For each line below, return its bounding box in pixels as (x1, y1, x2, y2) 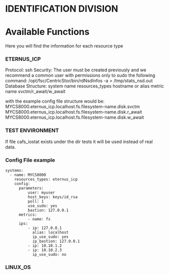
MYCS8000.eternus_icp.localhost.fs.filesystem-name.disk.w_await (5, 114, 144, 120)
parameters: (18, 186, 44, 191)
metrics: (18, 212, 37, 217)
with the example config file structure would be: (5, 98, 105, 104)
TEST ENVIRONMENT (5, 127, 59, 134)
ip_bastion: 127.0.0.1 (32, 239, 80, 244)
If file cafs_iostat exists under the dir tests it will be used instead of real (5, 139, 153, 145)
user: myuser (27, 190, 55, 195)
